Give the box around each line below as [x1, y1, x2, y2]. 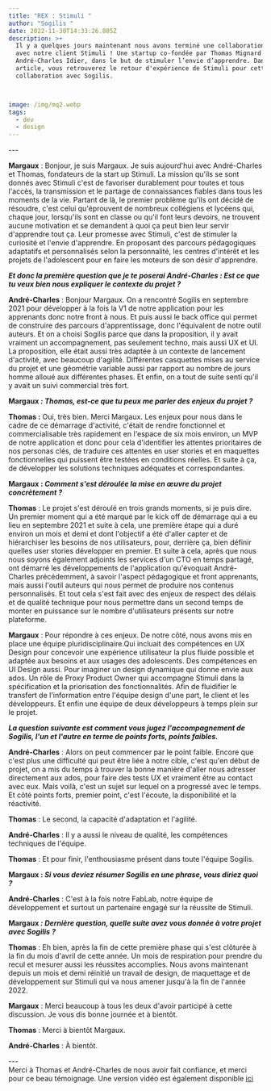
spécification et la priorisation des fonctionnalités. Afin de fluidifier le [8, 682, 237, 692]
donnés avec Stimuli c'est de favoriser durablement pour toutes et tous [8, 178, 244, 188]
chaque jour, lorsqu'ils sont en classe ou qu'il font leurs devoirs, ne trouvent [8, 212, 261, 222]
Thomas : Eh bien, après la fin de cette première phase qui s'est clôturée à [8, 943, 256, 952]
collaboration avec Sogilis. [15, 72, 114, 80]
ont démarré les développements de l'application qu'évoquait [8, 563, 212, 573]
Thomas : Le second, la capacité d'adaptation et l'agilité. [8, 814, 198, 824]
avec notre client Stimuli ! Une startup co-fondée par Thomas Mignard [15, 49, 262, 57]
